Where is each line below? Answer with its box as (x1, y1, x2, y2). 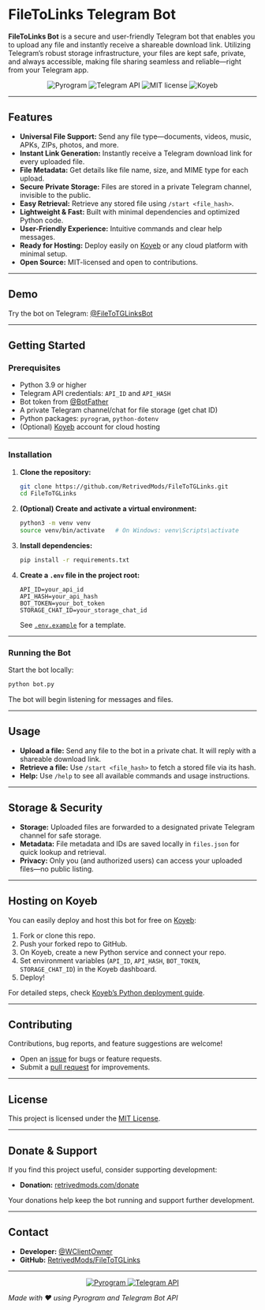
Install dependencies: (19, 541, 93, 550)
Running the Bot (8, 647, 71, 658)
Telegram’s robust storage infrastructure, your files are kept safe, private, (8, 48, 246, 58)
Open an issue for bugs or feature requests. (19, 1054, 162, 1064)
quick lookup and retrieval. (19, 847, 106, 857)
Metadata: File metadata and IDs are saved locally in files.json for (19, 838, 240, 849)
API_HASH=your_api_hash (19, 592, 99, 600)
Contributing (8, 1017, 73, 1031)
